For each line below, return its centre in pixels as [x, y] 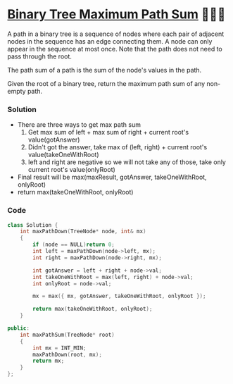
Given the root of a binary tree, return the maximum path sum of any [106, 83]
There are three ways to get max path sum [79, 125]
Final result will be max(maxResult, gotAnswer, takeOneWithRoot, [112, 177]
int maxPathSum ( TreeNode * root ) [67, 335]
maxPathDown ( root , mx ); [67, 354]
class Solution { [33, 225]
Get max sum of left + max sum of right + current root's [108, 132]
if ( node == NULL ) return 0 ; [74, 245]
